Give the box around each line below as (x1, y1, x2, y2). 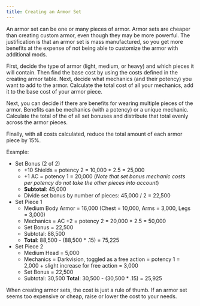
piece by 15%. (6, 136, 41, 144)
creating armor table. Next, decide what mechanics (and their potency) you (6, 75, 192, 82)
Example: (6, 148, 29, 155)
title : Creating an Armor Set (6, 8, 82, 15)
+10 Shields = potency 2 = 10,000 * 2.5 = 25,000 (23, 166, 145, 173)
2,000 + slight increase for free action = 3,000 (23, 262, 139, 269)
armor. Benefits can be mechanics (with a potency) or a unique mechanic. (6, 106, 189, 113)
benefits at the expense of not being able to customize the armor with (6, 44, 178, 52)
